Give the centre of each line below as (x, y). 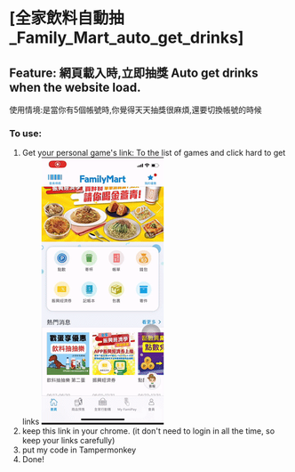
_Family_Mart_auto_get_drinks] (127, 38)
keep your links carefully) (68, 441)
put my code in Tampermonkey (79, 450)
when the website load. (75, 87)
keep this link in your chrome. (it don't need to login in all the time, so (148, 431)
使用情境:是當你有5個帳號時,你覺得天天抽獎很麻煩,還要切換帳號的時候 (136, 110)
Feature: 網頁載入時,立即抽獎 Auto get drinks (134, 73)
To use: (26, 133)
